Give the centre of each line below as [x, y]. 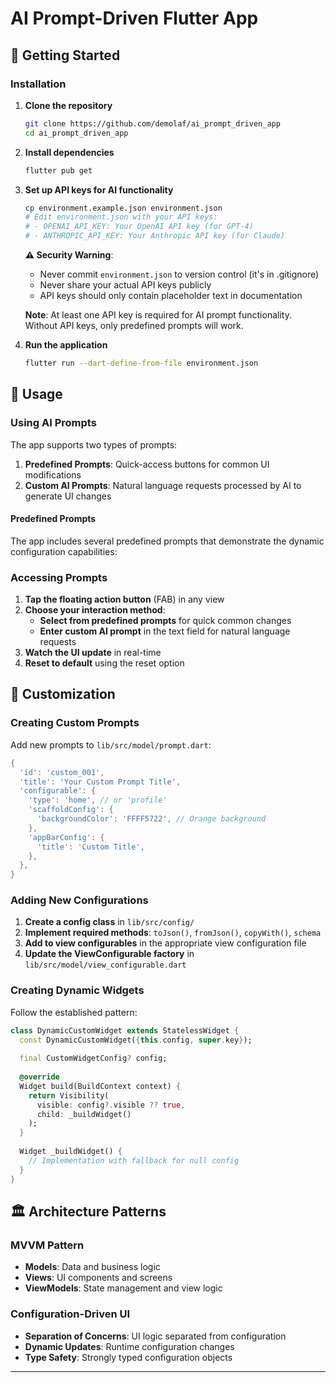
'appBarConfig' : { [66, 837]
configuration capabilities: [64, 551]
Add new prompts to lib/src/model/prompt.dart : [111, 744]
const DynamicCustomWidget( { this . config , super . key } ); [136, 1040]
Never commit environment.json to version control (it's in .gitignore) [179, 274]
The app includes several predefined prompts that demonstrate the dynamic [167, 541]
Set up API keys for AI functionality [99, 189]
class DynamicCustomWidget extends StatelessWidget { [125, 1030]
